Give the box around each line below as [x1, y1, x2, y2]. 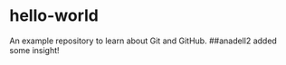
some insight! [9, 44, 61, 55]
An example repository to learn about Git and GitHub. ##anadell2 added [9, 35, 278, 46]
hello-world [9, 5, 100, 26]
